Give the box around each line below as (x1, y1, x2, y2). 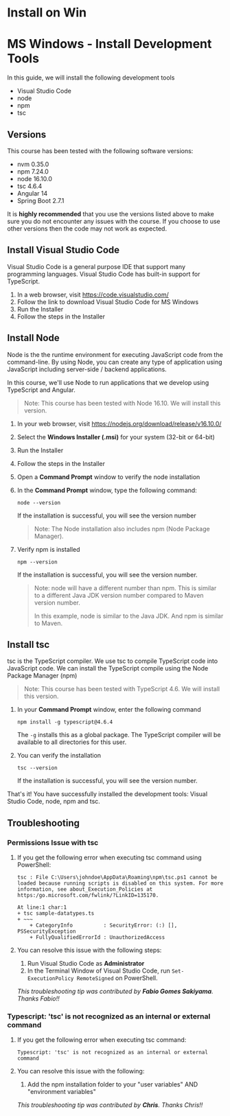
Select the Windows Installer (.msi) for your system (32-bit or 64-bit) (16, 432, 215, 441)
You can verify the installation (16, 752, 102, 760)
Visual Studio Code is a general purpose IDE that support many (7, 262, 186, 270)
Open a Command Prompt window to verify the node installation (16, 472, 200, 481)
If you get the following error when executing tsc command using (16, 853, 202, 862)
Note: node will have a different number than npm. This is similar (34, 583, 217, 592)
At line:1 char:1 (16, 904, 67, 911)
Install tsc (7, 638, 50, 650)
